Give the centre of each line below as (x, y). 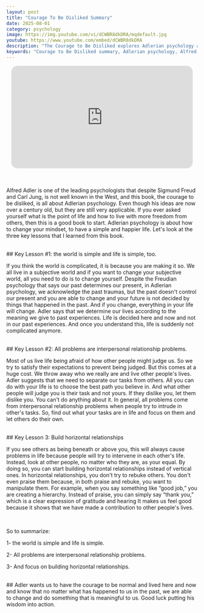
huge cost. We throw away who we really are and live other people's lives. (99, 374)
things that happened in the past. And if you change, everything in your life (100, 305)
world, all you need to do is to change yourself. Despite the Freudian (92, 279)
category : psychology (34, 29)
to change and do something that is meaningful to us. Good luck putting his (100, 598)
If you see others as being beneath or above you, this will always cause (96, 450)
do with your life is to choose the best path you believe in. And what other (98, 387)
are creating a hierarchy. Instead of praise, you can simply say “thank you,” (100, 495)
